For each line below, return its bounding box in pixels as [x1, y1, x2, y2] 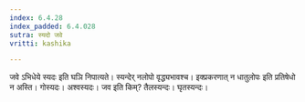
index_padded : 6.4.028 [9, 22, 96, 31]
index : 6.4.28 [9, 13, 64, 23]
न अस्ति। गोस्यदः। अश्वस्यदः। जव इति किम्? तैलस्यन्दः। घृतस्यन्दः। [9, 82, 208, 93]
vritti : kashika [9, 38, 71, 48]
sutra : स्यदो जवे [9, 30, 63, 39]
